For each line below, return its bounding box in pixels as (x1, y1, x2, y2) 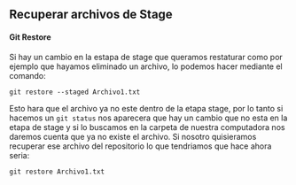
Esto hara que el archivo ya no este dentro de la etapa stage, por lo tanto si (9, 103, 284, 113)
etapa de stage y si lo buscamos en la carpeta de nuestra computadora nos (9, 121, 285, 132)
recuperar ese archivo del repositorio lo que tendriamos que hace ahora (9, 141, 272, 151)
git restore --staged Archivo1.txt (9, 88, 141, 96)
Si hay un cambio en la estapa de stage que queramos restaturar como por (9, 51, 284, 62)
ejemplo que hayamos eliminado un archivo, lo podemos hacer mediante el (9, 61, 283, 72)
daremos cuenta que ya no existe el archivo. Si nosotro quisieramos (9, 131, 257, 142)
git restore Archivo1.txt (9, 167, 105, 176)
